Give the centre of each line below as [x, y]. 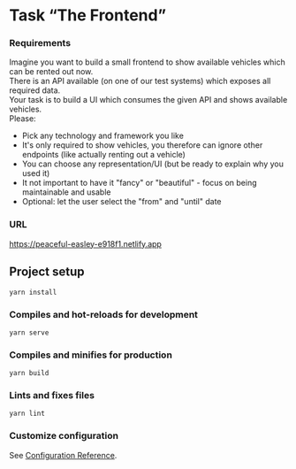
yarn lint [27, 414]
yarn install [33, 292]
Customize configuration [64, 436]
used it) [36, 173]
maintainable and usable [66, 192]
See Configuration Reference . [63, 455]
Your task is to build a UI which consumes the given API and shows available [148, 100]
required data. [35, 90]
